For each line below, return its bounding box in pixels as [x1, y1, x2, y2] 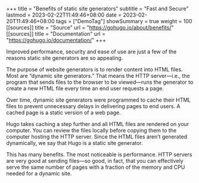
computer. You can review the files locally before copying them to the [6, 127, 177, 134]
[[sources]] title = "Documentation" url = [6, 30, 106, 37]
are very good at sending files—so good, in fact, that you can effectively [6, 157, 184, 164]
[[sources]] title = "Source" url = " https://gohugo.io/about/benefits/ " [6, 24, 174, 31]
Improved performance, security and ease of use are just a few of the [6, 48, 177, 55]
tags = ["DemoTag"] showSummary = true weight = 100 [55, 18, 192, 24]
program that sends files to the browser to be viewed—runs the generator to [6, 78, 194, 86]
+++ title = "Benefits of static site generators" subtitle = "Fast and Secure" [6, 5, 189, 12]
